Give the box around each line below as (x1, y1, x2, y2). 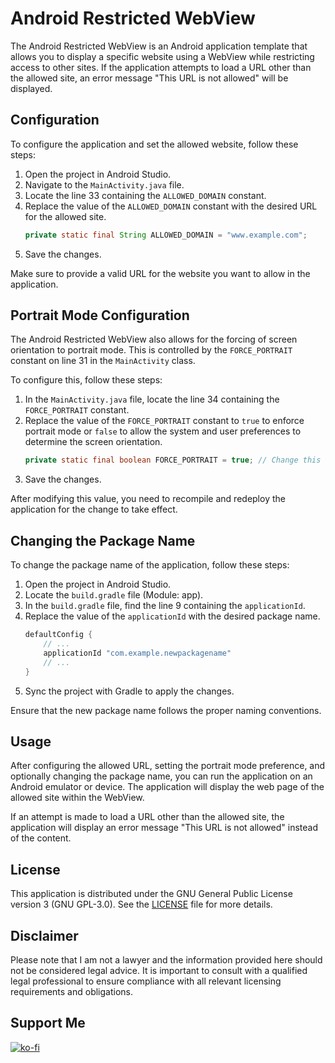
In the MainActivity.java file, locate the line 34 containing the (24, 393, 280, 406)
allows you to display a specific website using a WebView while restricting (10, 50, 315, 62)
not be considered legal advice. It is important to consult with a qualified (10, 964, 308, 976)
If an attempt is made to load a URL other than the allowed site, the (10, 811, 285, 823)
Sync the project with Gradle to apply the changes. (24, 685, 235, 697)
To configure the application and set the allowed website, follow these (10, 138, 299, 150)
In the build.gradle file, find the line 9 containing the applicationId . (24, 600, 306, 612)
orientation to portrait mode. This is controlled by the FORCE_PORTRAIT (10, 344, 293, 356)
